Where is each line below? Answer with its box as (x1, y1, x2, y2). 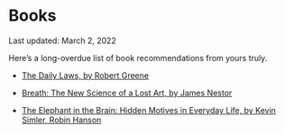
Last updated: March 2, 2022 (8, 35, 116, 46)
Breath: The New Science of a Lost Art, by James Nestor (21, 87, 233, 98)
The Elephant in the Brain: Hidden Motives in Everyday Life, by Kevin (21, 104, 277, 115)
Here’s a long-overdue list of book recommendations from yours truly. (8, 52, 268, 63)
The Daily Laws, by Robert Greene (21, 69, 150, 81)
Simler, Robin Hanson (21, 114, 102, 125)
